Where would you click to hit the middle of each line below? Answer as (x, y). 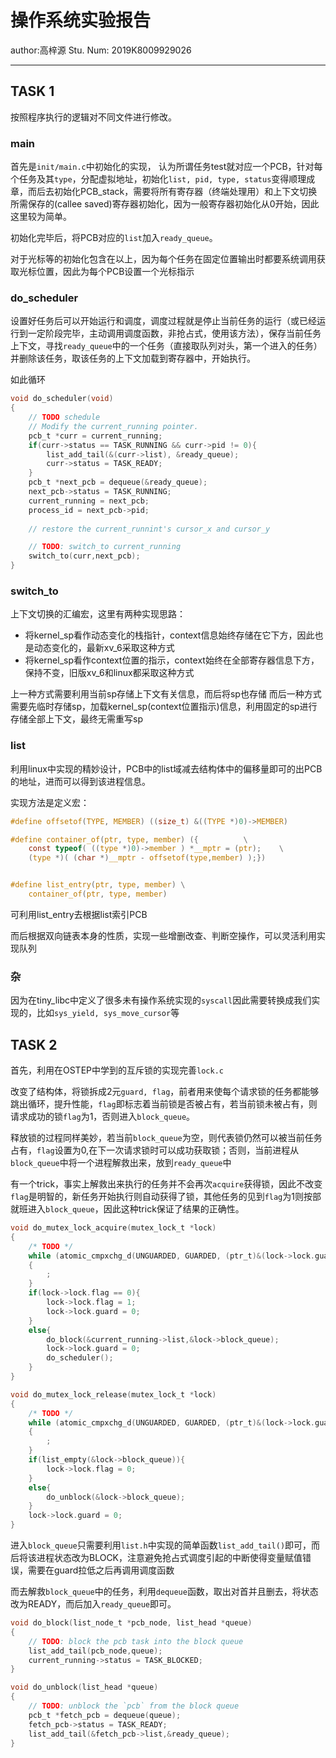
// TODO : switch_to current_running (105, 547)
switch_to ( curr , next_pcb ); (84, 556)
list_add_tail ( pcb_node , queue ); (95, 1651)
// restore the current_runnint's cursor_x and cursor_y (149, 529)
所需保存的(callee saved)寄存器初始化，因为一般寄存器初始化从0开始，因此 (165, 204)
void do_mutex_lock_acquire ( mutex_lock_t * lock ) (113, 1228)
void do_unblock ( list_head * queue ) (84, 1687)
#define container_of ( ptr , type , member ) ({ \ (129, 839)
